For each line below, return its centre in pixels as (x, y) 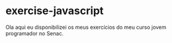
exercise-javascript (55, 11)
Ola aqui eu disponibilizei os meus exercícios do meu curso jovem (86, 27)
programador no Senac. (34, 33)
